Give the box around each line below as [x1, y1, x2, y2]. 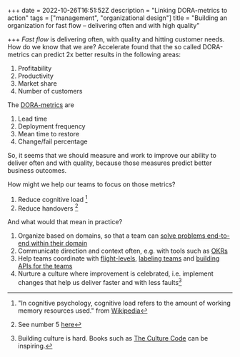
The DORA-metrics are [7, 101, 75, 109]
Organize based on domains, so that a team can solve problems [17, 231, 206, 240]
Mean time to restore [17, 130, 80, 138]
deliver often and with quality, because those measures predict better [7, 159, 212, 167]
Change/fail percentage [17, 137, 88, 146]
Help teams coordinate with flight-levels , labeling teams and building [17, 254, 220, 263]
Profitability [17, 64, 52, 72]
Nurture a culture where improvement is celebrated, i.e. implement [17, 269, 214, 278]
